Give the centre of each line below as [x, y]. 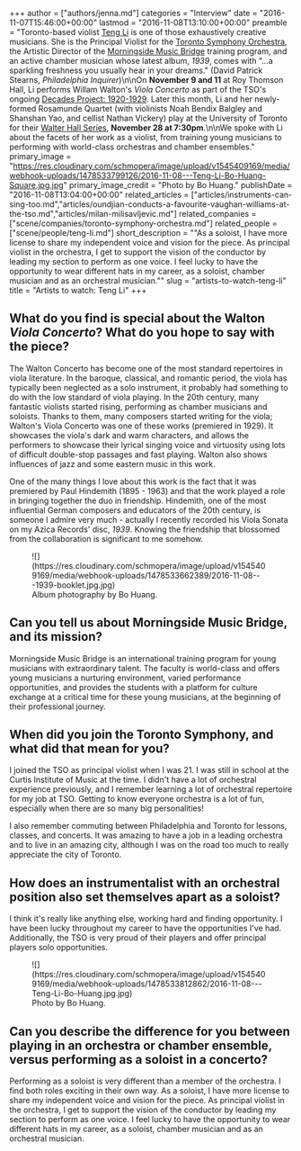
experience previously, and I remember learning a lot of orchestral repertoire [151, 789]
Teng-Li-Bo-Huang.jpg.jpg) [82, 994]
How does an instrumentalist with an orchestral [145, 882]
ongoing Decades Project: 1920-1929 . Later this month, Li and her [131, 99]
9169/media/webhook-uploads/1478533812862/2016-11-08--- [147, 984]
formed [23, 108]
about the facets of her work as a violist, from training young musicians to [146, 137]
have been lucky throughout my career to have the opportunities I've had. [146, 928]
